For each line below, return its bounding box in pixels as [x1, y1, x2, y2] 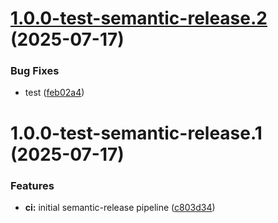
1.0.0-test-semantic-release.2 [10, 7, 268, 30]
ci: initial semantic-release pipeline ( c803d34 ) [24, 201, 216, 213]
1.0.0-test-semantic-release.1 [10, 122, 263, 144]
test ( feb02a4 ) [24, 87, 85, 99]
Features [10, 178, 55, 192]
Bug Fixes [10, 64, 60, 78]
